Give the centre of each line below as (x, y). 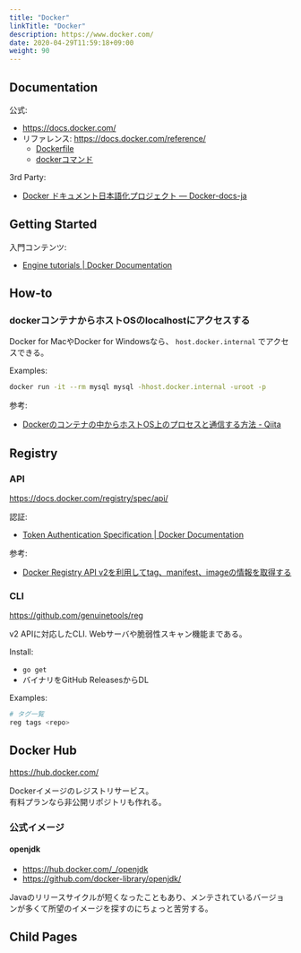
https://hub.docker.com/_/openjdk (85, 869)
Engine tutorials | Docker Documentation (97, 264)
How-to (31, 294)
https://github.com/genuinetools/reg (76, 616)
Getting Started (53, 225)
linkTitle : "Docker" (48, 26)
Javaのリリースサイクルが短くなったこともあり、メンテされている (131, 897)
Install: (21, 652)
